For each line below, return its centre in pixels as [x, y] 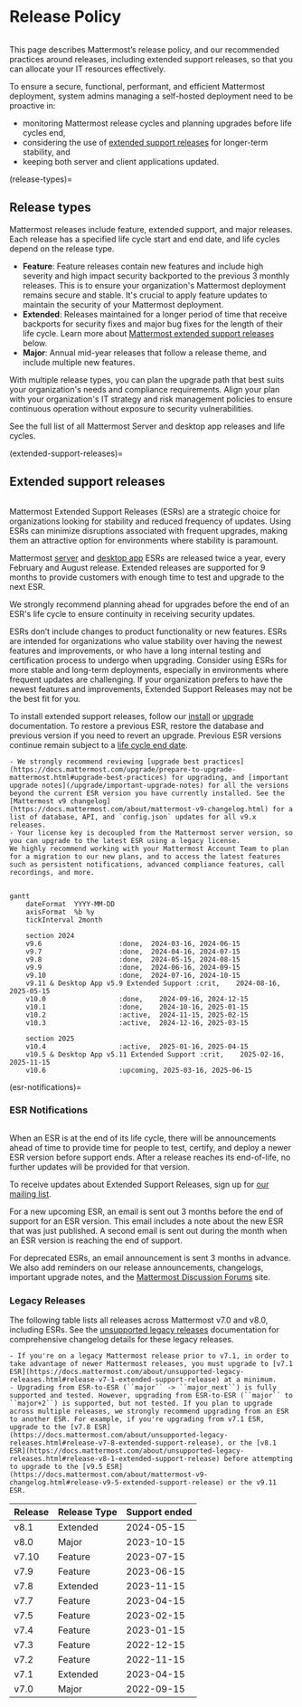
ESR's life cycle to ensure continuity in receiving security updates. [132, 613]
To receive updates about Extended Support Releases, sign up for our [139, 1184]
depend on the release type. [62, 248]
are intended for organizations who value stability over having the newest [146, 640]
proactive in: [33, 105]
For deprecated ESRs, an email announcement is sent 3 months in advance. [150, 1257]
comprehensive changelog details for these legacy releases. [122, 1340]
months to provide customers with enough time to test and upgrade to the [147, 577]
